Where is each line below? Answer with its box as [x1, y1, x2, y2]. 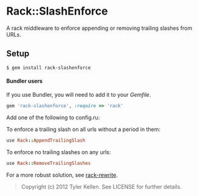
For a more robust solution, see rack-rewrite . [6, 171, 118, 178]
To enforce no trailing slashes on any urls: [6, 148, 111, 156]
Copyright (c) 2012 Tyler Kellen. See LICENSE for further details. [21, 183, 182, 190]
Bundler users [6, 77, 43, 85]
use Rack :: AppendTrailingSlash [6, 137, 86, 144]
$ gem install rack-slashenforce [6, 65, 91, 71]
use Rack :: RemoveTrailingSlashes [6, 160, 91, 166]
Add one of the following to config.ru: [6, 114, 100, 121]
